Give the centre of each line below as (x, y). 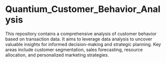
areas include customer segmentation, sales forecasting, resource (74, 49)
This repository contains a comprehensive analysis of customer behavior (81, 33)
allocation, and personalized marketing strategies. (57, 55)
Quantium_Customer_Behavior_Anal (83, 9)
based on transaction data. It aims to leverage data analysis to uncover (79, 39)
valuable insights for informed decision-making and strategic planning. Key (83, 44)
